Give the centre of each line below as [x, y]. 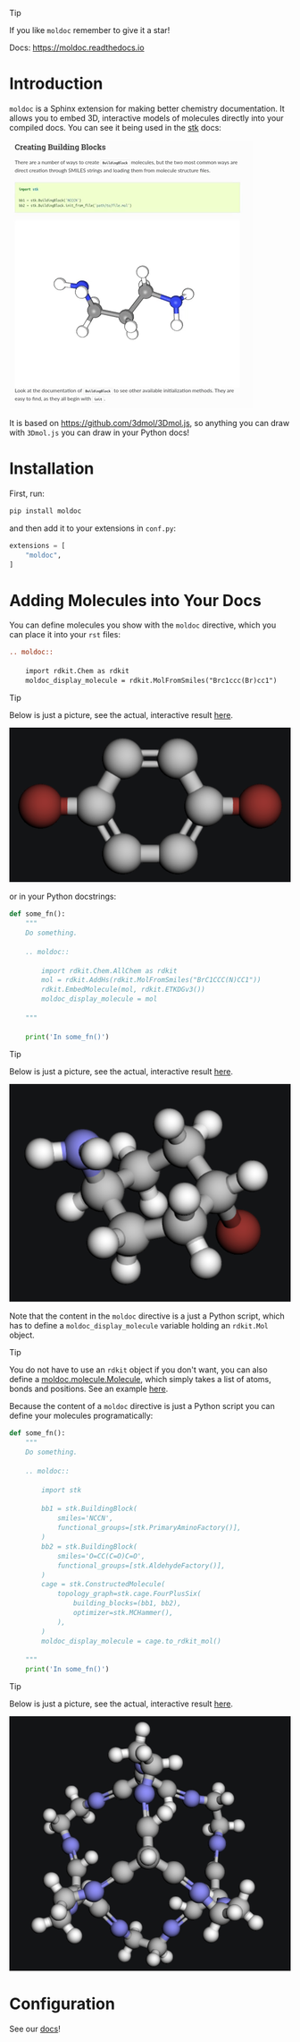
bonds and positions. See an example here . [89, 1389]
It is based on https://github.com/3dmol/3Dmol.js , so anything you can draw [150, 423]
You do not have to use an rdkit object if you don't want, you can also [138, 1370]
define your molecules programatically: [81, 1416]
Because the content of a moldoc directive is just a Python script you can [142, 1406]
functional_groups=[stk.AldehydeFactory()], [141, 1566]
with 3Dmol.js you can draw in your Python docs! [100, 432]
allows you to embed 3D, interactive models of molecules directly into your [146, 118]
